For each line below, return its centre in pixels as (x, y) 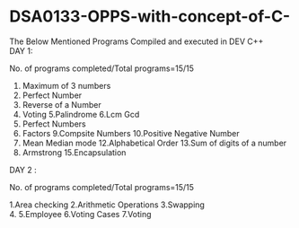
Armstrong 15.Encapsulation (74, 152)
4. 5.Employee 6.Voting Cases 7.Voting (80, 214)
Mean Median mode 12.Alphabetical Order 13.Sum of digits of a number (154, 143)
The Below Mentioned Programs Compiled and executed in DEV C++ (136, 41)
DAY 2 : (23, 170)
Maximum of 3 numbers (66, 85)
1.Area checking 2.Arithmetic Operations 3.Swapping (107, 205)
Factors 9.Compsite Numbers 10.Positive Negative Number (131, 133)
